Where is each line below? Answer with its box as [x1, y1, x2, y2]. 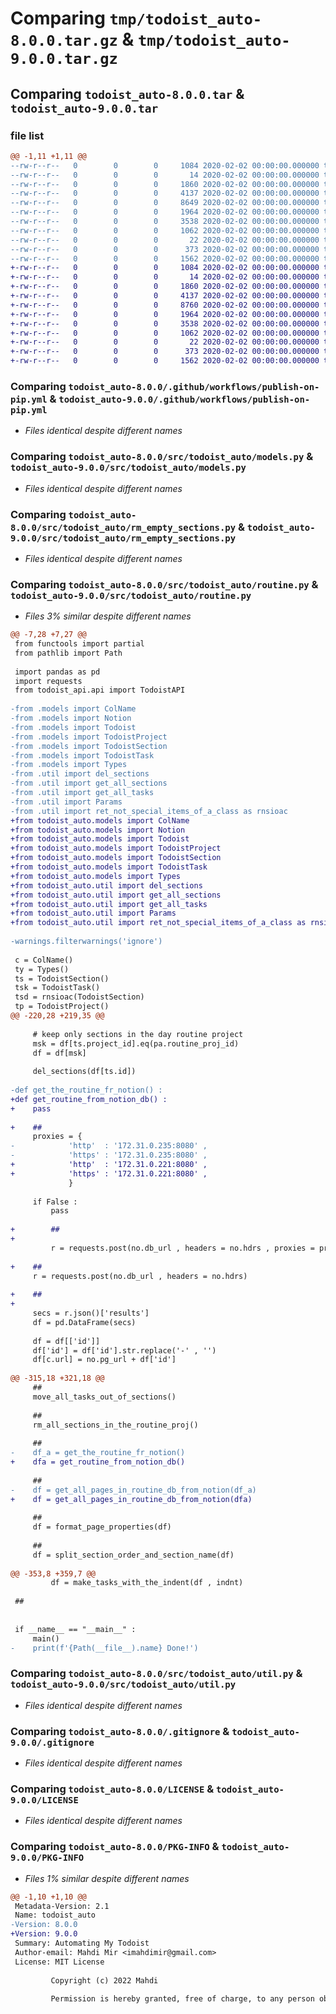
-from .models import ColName [10, 704, 137, 714]
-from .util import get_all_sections [10, 778, 168, 789]
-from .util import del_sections [10, 769, 150, 779]
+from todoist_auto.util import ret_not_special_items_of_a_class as [10, 918, 307, 928]
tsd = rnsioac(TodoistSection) [14, 992, 145, 1002]
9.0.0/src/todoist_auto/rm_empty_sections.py [10, 532, 237, 544]
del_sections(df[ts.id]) [32, 1067, 137, 1077]
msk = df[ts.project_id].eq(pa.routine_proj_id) [32, 1038, 240, 1049]
